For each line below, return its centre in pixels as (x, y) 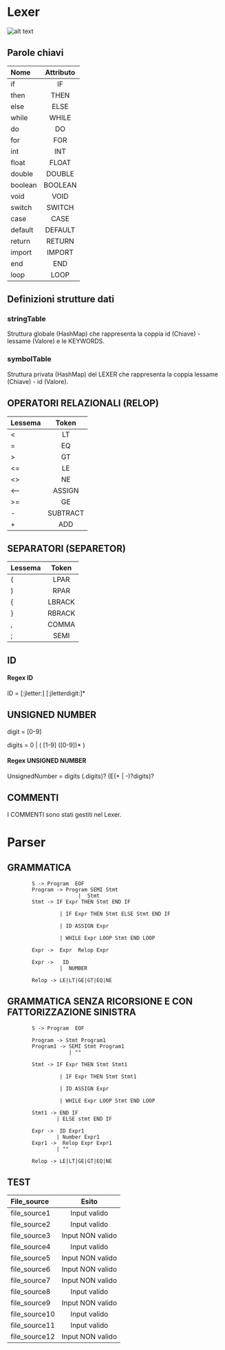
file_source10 (33, 1314)
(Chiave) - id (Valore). (38, 381)
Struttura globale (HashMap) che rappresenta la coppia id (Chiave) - (104, 334)
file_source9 (31, 1303)
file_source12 (33, 1337)
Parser (26, 842)
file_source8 (31, 1292)
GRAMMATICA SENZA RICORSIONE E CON (100, 1002)
